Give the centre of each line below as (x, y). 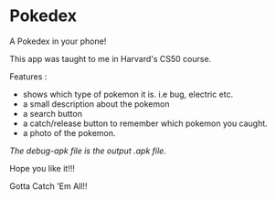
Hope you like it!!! (42, 168)
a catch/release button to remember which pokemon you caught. (145, 123)
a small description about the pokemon (96, 104)
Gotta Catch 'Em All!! (48, 186)
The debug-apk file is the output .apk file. (88, 151)
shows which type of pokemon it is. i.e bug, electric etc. (128, 94)
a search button (52, 113)
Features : (28, 76)
